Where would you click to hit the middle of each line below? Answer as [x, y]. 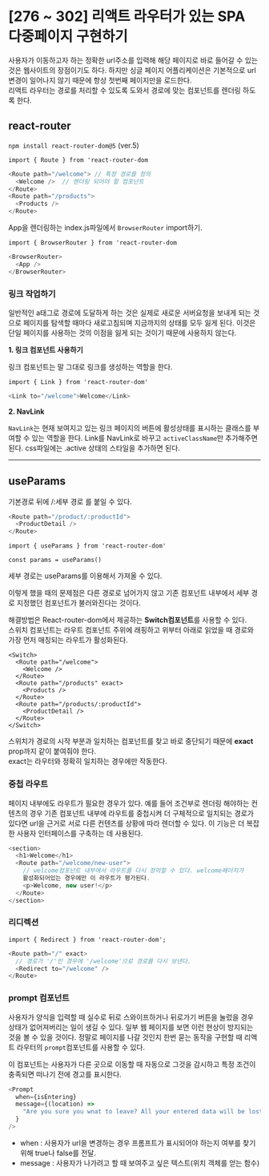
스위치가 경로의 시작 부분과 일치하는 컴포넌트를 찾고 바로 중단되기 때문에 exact [131, 742]
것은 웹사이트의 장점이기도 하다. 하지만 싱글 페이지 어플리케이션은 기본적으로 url [132, 70]
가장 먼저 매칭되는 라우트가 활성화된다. [68, 640]
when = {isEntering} [46, 1097]
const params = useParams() [55, 560]
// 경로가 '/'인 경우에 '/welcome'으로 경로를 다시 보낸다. [103, 961]
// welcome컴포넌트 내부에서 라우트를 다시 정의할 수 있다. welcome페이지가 [133, 871]
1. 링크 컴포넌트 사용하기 [46, 350]
